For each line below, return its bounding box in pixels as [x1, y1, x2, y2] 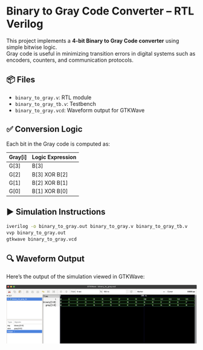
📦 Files [6, 74, 36, 85]
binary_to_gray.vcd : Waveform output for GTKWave [14, 106, 145, 114]
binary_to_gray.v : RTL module [14, 94, 92, 101]
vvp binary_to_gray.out [6, 230, 66, 236]
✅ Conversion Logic [6, 124, 83, 134]
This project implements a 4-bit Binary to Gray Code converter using [6, 37, 179, 44]
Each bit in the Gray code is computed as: [6, 140, 111, 147]
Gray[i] [8, 154, 27, 161]
